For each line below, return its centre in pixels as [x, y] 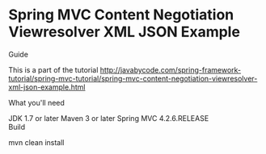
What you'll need [36, 102]
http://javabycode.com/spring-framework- [171, 69]
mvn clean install [36, 142]
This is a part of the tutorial [53, 69]
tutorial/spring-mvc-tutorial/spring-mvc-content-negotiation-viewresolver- [133, 78]
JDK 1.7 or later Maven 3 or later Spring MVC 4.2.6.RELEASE [109, 118]
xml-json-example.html [47, 87]
